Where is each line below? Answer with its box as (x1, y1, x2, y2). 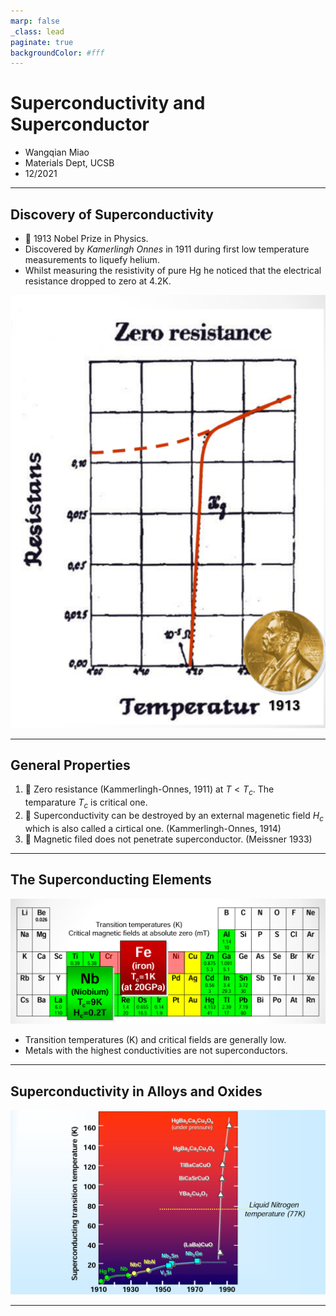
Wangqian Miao (24, 146, 90, 159)
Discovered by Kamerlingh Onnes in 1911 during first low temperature (24, 243, 310, 255)
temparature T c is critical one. (24, 796, 148, 811)
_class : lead (10, 26, 65, 37)
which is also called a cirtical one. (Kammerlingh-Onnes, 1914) (24, 822, 282, 834)
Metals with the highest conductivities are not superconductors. (24, 1045, 288, 1057)
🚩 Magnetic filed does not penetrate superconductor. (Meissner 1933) (24, 833, 313, 845)
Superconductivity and (10, 92, 206, 115)
